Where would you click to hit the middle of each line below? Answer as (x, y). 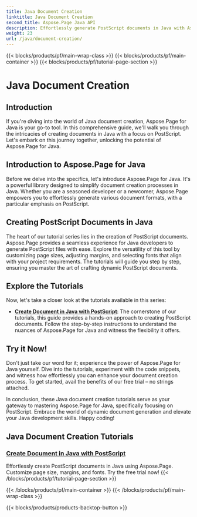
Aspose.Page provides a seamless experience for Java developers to (90, 243)
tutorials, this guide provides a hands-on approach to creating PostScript (103, 318)
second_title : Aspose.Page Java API (51, 22)
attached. (18, 388)
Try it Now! (27, 349)
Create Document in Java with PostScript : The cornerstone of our (95, 311)
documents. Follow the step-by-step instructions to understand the (96, 324)
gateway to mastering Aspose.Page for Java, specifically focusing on (90, 405)
